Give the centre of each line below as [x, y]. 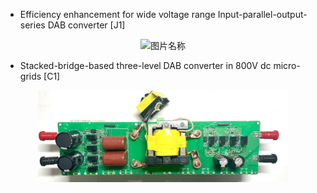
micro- [287, 66]
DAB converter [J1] [86, 25]
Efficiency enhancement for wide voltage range [117, 14]
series [32, 25]
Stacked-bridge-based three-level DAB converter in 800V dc [145, 66]
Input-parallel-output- [262, 14]
